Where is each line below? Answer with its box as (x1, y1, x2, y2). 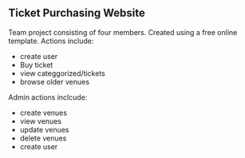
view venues (19, 116, 62, 126)
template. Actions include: (8, 36, 94, 45)
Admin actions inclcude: (8, 92, 88, 102)
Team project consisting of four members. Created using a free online (8, 27, 238, 37)
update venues (19, 124, 69, 134)
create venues (19, 108, 68, 117)
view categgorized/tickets (19, 68, 105, 78)
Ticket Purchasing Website (8, 6, 145, 20)
